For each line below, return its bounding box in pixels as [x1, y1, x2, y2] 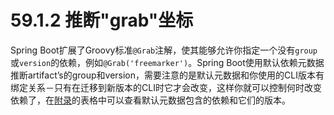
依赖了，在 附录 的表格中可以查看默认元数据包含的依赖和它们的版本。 [10, 94, 291, 106]
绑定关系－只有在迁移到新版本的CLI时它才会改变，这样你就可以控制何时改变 [10, 81, 322, 93]
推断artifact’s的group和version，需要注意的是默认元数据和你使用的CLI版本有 [10, 69, 325, 81]
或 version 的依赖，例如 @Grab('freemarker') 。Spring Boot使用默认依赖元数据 [10, 56, 325, 68]
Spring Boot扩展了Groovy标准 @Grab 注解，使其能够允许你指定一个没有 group [10, 44, 318, 56]
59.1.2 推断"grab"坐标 [10, 9, 194, 32]
